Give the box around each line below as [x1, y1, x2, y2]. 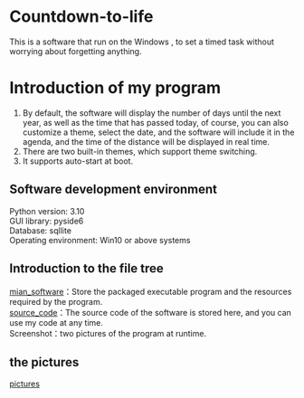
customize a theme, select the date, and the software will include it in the [22, 127, 295, 137]
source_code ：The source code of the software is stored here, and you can [9, 307, 292, 317]
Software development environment [9, 182, 218, 197]
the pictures [9, 355, 80, 370]
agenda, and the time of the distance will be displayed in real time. [22, 136, 270, 147]
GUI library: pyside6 [9, 215, 84, 226]
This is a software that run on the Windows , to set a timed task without [9, 36, 274, 47]
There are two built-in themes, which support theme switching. [22, 146, 258, 156]
